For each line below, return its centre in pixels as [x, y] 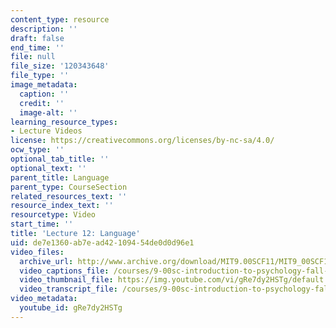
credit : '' [42, 103]
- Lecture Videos [46, 131]
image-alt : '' [48, 112]
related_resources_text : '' [69, 196]
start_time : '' [42, 224]
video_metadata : [44, 299]
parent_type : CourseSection [69, 187]
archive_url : [46, 261]
